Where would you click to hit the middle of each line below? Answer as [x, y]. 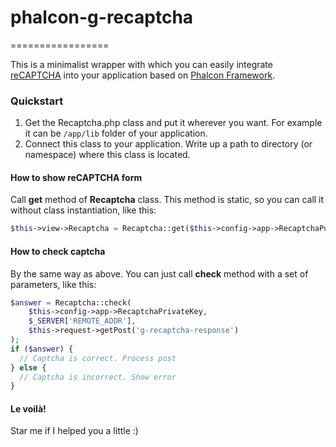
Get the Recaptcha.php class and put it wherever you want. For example [173, 123]
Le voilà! [28, 408]
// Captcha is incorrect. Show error [98, 377]
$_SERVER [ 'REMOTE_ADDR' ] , [82, 321]
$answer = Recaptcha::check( [71, 302]
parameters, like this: [53, 284]
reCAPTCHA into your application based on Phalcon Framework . [143, 75]
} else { [28, 367]
